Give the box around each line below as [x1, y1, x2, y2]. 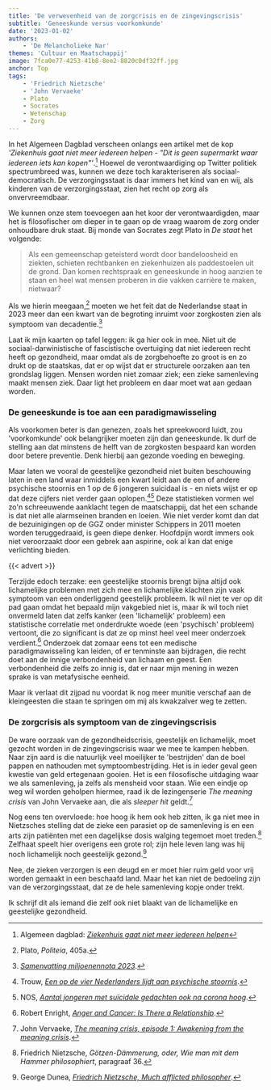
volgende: [8, 234, 42, 243]
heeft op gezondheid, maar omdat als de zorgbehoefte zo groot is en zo [8, 352, 248, 361]
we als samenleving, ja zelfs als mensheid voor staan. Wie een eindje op [8, 778, 248, 788]
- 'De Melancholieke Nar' [23, 42, 110, 50]
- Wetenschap [23, 110, 67, 118]
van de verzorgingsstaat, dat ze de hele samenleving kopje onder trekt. [8, 882, 245, 892]
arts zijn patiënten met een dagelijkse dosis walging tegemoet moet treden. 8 [8, 830, 262, 841]
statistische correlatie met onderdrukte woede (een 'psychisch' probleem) [8, 619, 255, 629]
